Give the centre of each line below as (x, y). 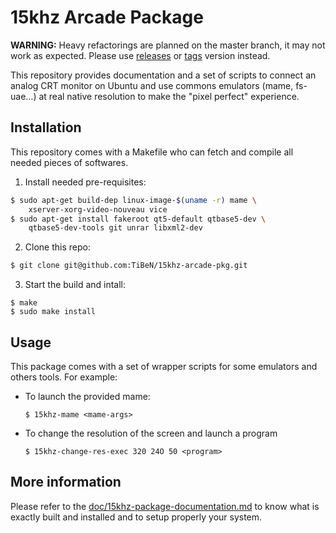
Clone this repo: (57, 247)
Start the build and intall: (75, 285)
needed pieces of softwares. (69, 162)
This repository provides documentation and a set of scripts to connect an (163, 75)
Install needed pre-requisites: (85, 182)
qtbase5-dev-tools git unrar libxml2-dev (115, 228)
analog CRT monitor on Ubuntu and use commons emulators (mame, (152, 85)
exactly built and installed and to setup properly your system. (136, 517)
